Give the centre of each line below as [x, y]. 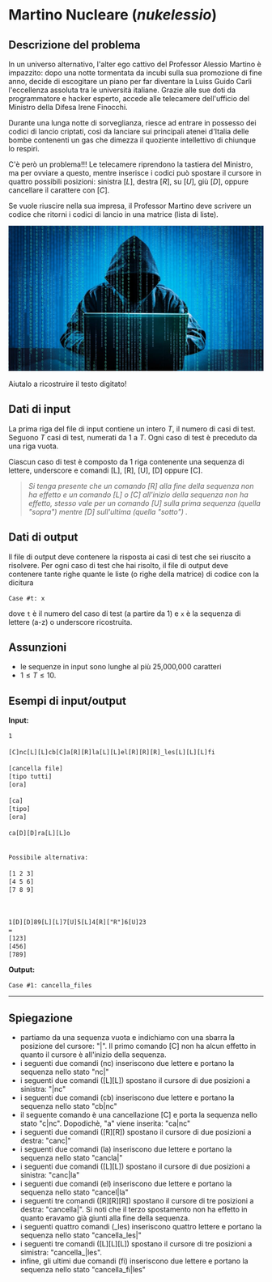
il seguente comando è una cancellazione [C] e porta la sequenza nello [138, 1115]
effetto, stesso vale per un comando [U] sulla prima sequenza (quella [144, 503]
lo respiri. [24, 149]
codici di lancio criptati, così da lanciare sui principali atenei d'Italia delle [129, 132]
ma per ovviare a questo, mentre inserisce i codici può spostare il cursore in [135, 173]
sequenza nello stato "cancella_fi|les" [83, 1269]
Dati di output [43, 537]
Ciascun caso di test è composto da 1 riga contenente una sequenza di [126, 461]
